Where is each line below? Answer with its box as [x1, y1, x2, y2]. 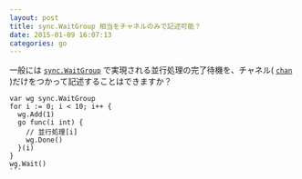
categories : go [9, 38, 68, 48]
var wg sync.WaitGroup [9, 94, 96, 104]
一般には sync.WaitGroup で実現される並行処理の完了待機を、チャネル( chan [9, 65, 293, 75]
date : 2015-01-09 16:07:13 [9, 30, 112, 39]
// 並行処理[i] [26, 128, 78, 137]
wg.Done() [26, 135, 64, 145]
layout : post [9, 13, 59, 23]
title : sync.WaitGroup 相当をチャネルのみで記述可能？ [9, 22, 202, 31]
